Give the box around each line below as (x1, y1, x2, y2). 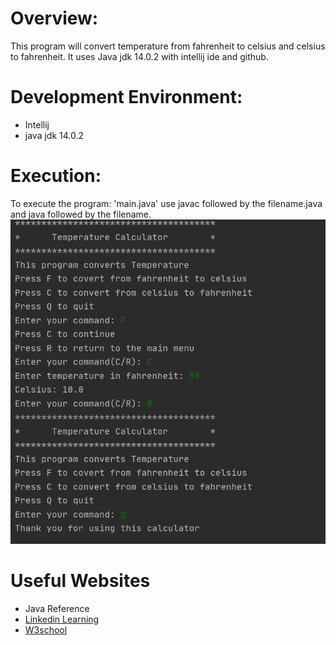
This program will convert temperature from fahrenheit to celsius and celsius (10, 40, 326, 52)
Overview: (10, 7, 99, 30)
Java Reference (24, 602, 90, 614)
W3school (24, 623, 68, 636)
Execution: (10, 165, 102, 187)
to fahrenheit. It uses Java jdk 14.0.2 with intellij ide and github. (10, 50, 269, 62)
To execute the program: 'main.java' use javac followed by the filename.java (10, 197, 323, 209)
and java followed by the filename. (10, 208, 152, 220)
